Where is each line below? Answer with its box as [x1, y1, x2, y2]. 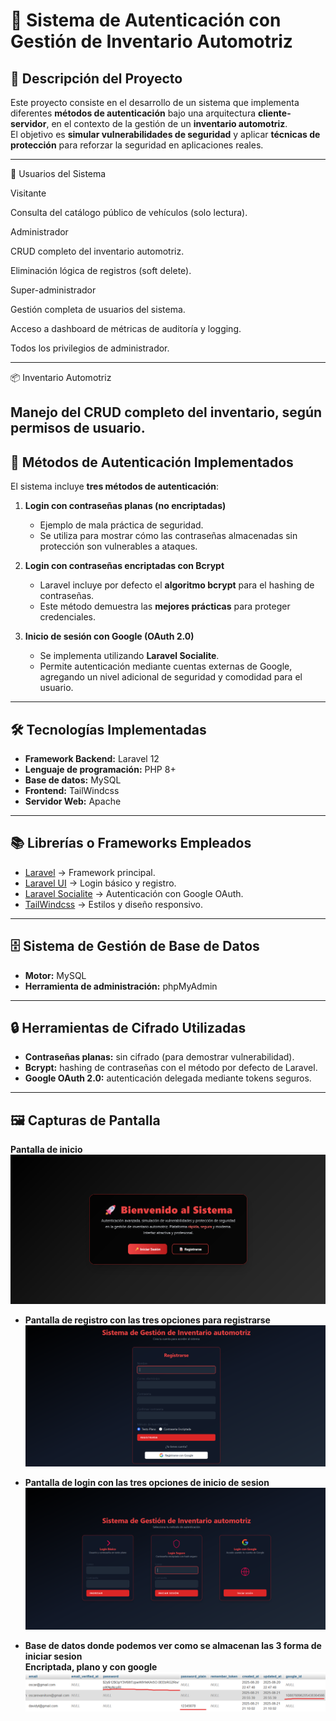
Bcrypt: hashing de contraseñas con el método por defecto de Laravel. [24, 1062, 318, 1074]
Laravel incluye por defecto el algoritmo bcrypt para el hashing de [39, 579, 315, 591]
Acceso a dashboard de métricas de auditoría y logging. [10, 323, 242, 334]
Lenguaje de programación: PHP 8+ [24, 764, 177, 776]
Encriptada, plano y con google [24, 1661, 158, 1673]
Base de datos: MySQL [24, 774, 122, 786]
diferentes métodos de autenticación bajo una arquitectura [10, 107, 257, 119]
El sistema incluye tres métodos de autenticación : [10, 480, 220, 493]
